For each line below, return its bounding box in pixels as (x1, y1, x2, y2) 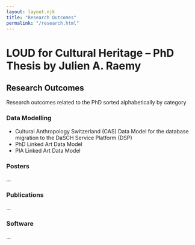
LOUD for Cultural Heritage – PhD (6, 46, 175, 60)
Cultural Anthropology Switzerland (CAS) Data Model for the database (14, 127, 189, 135)
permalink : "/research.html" (6, 20, 79, 26)
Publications (6, 191, 44, 199)
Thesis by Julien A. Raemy (6, 59, 141, 72)
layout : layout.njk (6, 8, 55, 15)
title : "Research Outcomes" (6, 14, 77, 21)
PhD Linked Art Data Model (14, 140, 82, 148)
